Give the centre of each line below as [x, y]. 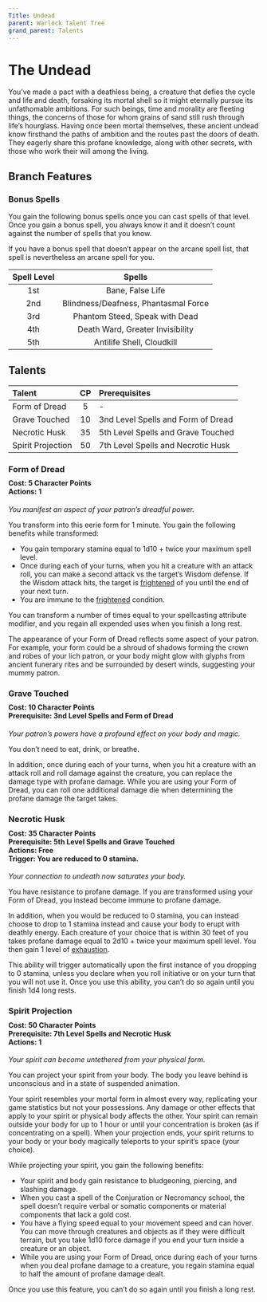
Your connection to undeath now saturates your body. [97, 876]
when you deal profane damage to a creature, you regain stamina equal [137, 1265]
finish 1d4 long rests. [43, 990]
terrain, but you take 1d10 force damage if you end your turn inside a [132, 1240]
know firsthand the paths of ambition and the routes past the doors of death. [134, 134]
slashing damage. [49, 1190]
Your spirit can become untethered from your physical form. [107, 1060]
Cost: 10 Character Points [52, 707]
